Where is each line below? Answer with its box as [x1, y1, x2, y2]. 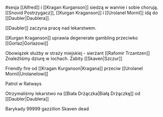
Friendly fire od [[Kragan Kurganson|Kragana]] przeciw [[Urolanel [5, 66, 143, 71]
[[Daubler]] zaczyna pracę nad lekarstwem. [5, 25, 97, 31]
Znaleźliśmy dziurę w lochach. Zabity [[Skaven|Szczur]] [5, 55, 123, 62]
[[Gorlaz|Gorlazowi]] [5, 40, 48, 46]
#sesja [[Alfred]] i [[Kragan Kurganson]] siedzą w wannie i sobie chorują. [5, 5, 158, 10]
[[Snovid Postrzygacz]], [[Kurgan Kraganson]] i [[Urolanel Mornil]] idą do [5, 10, 158, 16]
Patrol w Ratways [5, 81, 42, 86]
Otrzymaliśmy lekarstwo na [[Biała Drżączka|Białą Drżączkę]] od [5, 91, 141, 96]
